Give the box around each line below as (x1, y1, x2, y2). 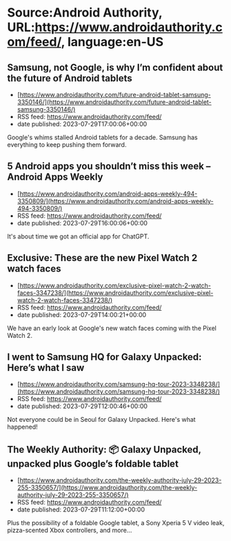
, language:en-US (61, 34, 164, 50)
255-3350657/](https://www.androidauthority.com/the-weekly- (17, 484, 198, 492)
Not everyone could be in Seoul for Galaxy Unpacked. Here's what (7, 416, 196, 424)
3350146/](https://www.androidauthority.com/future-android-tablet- (17, 98, 212, 106)
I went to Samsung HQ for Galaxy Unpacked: (7, 351, 202, 363)
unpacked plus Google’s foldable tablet (7, 458, 179, 469)
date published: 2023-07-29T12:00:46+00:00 (17, 402, 148, 411)
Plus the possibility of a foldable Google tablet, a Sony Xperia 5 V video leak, (7, 519, 225, 527)
